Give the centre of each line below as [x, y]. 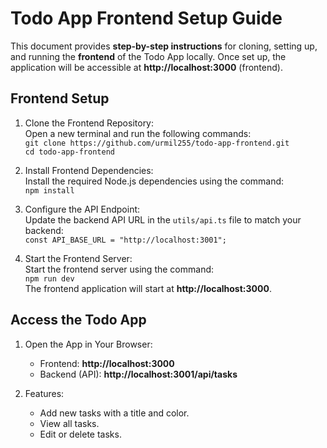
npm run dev [49, 278]
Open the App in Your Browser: [88, 344]
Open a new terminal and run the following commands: [138, 133]
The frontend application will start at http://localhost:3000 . [148, 288]
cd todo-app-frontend [69, 152]
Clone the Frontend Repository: [89, 123]
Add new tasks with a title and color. [114, 413]
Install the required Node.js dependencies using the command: [154, 181]
